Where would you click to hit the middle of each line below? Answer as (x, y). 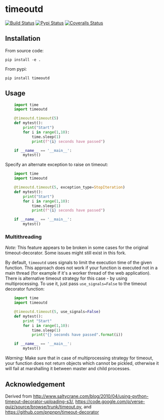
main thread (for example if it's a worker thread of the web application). (78, 273)
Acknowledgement (35, 384)
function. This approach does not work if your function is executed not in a (81, 268)
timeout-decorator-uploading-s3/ (39, 401)
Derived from (19, 396)
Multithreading (24, 236)
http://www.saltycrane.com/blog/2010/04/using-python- (91, 396)
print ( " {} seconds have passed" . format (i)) (77, 335)
